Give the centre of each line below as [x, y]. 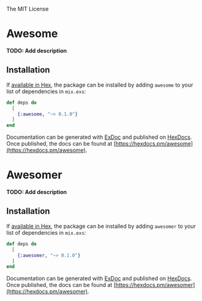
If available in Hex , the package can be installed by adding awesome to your [100, 85]
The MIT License [28, 9]
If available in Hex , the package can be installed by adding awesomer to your [101, 226]
